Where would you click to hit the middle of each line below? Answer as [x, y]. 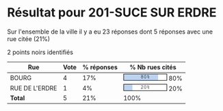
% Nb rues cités [153, 67]
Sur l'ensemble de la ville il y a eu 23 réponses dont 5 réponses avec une [110, 32]
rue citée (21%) [28, 38]
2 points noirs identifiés [40, 52]
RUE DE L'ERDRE [34, 88]
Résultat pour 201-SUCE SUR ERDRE [112, 13]
